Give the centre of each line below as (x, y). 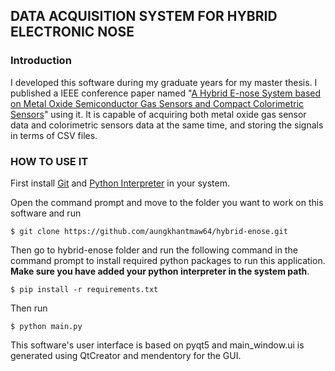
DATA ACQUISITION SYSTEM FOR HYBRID (144, 16)
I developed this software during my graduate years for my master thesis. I (164, 82)
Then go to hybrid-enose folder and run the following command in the (154, 250)
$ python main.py (46, 326)
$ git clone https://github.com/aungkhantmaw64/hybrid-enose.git (149, 231)
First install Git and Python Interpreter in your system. (120, 183)
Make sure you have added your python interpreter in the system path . (160, 271)
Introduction (41, 61)
